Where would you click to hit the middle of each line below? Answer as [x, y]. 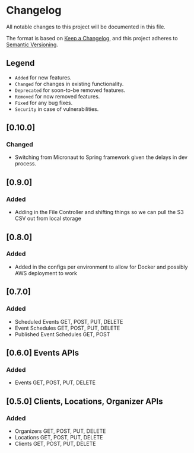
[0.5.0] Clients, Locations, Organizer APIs [85, 401]
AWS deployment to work [46, 273]
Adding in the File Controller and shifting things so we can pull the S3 [99, 212]
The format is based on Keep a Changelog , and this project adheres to [92, 38]
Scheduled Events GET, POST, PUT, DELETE [69, 321]
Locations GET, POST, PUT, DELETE [59, 437]
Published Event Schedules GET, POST [62, 334]
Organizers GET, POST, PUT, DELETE [60, 431]
